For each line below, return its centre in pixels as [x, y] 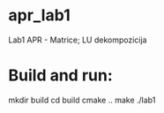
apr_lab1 [40, 15]
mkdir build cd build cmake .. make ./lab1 [82, 100]
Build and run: [60, 75]
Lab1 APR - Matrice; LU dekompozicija [78, 40]
